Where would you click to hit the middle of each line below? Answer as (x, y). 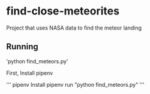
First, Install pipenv (30, 73)
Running (22, 47)
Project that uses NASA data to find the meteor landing (74, 28)
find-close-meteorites (63, 11)
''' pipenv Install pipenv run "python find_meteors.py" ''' (76, 84)
